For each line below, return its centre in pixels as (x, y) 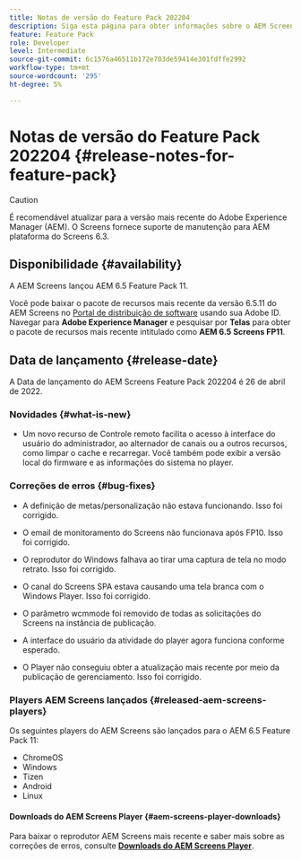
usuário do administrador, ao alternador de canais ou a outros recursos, (155, 443)
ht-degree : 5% (36, 84)
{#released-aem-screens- (208, 699)
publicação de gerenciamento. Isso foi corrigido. (112, 676)
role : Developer (39, 43)
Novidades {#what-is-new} (70, 415)
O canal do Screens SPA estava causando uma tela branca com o (143, 586)
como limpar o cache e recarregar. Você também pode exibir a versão (151, 453)
